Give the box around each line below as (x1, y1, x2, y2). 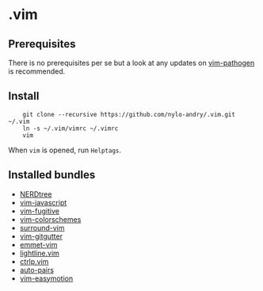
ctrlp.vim (19, 256, 49, 266)
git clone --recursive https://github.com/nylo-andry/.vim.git (22, 110, 236, 118)
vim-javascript (19, 197, 67, 207)
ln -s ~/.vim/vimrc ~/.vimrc (22, 124, 119, 132)
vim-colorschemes (19, 214, 82, 224)
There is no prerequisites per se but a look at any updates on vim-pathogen (8, 58, 255, 67)
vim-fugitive (19, 206, 59, 216)
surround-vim (19, 223, 65, 232)
